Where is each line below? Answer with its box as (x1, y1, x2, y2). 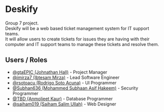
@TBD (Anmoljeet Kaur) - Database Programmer (12, 95, 113, 101)
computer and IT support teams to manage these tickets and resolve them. (5, 41, 159, 47)
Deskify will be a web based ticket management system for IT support (5, 25, 149, 31)
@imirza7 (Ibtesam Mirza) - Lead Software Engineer (12, 74, 120, 80)
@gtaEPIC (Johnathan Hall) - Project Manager (12, 69, 107, 75)
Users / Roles (5, 56, 47, 64)
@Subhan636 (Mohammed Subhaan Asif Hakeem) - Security (12, 85, 138, 91)
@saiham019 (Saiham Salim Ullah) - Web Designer (12, 101, 116, 107)
